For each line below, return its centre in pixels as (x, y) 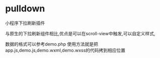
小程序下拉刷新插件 (25, 23)
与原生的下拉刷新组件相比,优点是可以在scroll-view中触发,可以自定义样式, (80, 33)
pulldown (25, 9)
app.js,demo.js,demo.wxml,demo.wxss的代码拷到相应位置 (65, 50)
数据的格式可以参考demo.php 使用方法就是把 (52, 44)
